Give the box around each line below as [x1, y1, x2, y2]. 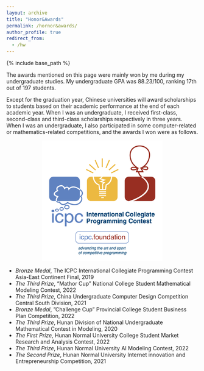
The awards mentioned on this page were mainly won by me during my [6, 71, 185, 79]
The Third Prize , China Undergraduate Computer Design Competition [15, 293, 189, 300]
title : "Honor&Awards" [6, 16, 64, 23]
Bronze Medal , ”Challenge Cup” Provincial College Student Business [15, 306, 187, 313]
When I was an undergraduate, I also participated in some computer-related [6, 122, 197, 129]
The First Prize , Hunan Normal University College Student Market [15, 332, 179, 339]
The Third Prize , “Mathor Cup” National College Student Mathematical [15, 280, 191, 287]
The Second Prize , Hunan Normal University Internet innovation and [15, 351, 186, 358]
